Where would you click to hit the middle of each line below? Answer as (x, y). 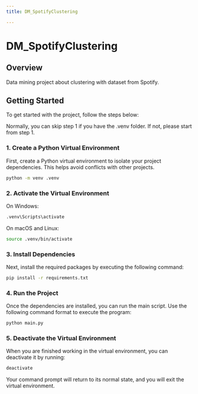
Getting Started (35, 101)
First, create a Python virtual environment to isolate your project (84, 161)
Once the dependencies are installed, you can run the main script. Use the (97, 306)
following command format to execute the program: (69, 312)
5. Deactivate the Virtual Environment (61, 338)
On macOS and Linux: (33, 228)
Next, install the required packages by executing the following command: (95, 267)
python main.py (25, 323)
